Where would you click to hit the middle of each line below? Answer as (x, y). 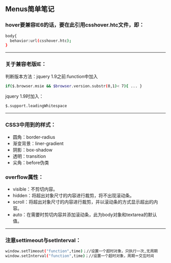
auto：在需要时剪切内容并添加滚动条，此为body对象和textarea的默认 (85, 214)
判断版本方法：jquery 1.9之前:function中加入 (52, 76)
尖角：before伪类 (31, 162)
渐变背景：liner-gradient (38, 143)
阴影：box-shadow (32, 150)
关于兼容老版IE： (26, 64)
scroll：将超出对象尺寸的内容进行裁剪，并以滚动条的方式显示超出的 (83, 202)
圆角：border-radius (34, 137)
